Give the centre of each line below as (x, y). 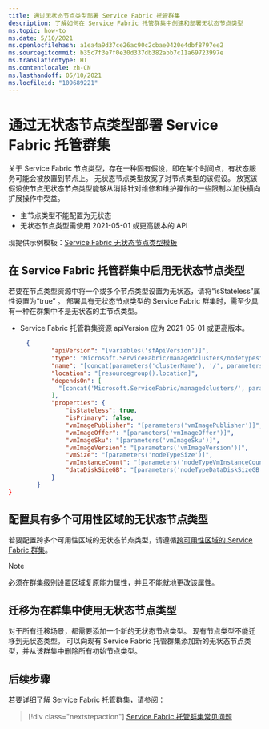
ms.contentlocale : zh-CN (50, 68)
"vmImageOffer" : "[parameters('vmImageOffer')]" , (150, 433)
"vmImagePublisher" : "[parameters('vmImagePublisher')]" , (164, 425)
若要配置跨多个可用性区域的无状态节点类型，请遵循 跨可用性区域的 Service (130, 540)
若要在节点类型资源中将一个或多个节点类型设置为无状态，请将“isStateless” (131, 291)
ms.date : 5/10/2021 (41, 38)
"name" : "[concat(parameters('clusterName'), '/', (137, 365)
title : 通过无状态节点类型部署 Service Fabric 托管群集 (94, 16)
